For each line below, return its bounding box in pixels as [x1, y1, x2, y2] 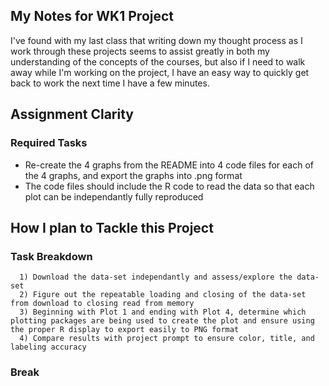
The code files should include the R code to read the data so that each [24, 180, 315, 192]
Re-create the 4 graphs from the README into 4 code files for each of [24, 159, 314, 171]
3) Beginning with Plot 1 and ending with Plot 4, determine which [19, 307, 307, 318]
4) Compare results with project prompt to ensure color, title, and [19, 334, 315, 344]
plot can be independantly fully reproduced [24, 190, 204, 203]
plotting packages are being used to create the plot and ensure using [10, 316, 315, 326]
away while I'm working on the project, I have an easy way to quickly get [10, 66, 310, 78]
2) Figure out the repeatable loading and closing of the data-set [19, 290, 307, 300]
